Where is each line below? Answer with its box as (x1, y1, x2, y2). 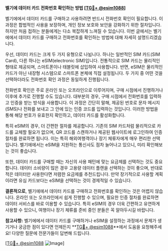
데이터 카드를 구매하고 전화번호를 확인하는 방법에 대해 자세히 (18, 35, 136, 40)
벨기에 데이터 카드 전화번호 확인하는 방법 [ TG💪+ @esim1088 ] (5, 5, 126, 11)
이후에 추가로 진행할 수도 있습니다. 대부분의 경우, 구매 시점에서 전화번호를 (5, 93, 148, 99)
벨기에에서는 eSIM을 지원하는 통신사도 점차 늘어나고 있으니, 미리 (20, 142, 145, 148)
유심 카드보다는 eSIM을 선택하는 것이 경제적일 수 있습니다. (18, 178, 132, 183)
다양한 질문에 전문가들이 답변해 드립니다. (12, 230, 91, 236)
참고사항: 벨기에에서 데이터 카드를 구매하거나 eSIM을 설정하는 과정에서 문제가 (5, 218, 156, 223)
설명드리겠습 (137, 35, 162, 40)
